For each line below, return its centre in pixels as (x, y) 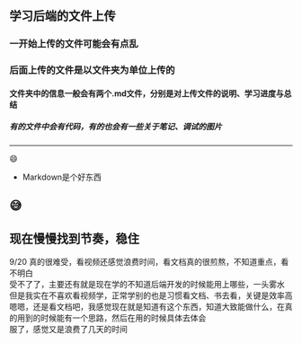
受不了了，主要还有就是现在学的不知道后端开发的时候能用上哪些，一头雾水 (147, 284)
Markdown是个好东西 (62, 177)
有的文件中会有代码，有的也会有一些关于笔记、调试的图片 (115, 127)
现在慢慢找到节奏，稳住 (74, 238)
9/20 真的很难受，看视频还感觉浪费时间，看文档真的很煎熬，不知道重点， (145, 262)
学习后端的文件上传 (62, 16)
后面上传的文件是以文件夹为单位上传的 (92, 70)
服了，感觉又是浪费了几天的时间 (68, 329)
